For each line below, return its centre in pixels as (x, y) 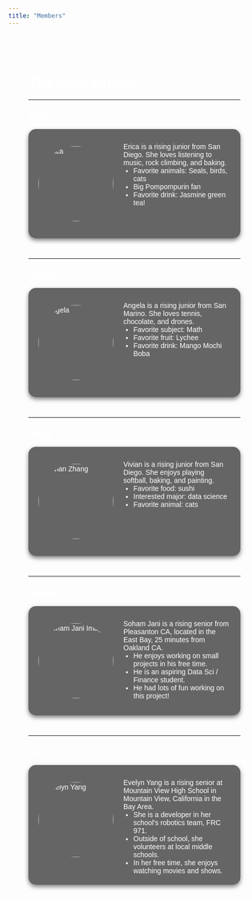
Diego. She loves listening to (168, 154)
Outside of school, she (168, 839)
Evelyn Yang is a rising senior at (173, 783)
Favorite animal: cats (166, 505)
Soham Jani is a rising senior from (176, 623)
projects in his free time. (170, 663)
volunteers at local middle (173, 847)
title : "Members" (37, 16)
